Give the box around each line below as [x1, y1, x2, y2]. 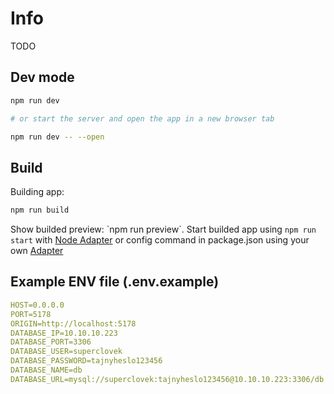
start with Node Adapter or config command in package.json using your [10, 234, 310, 246]
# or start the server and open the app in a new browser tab [10, 113, 275, 124]
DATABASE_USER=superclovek [10, 347, 123, 357]
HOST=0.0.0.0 [10, 300, 65, 310]
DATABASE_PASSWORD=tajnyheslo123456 [10, 356, 163, 366]
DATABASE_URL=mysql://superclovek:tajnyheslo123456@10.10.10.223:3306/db [10, 374, 325, 384]
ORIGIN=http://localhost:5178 [10, 318, 137, 329]
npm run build [10, 205, 70, 216]
